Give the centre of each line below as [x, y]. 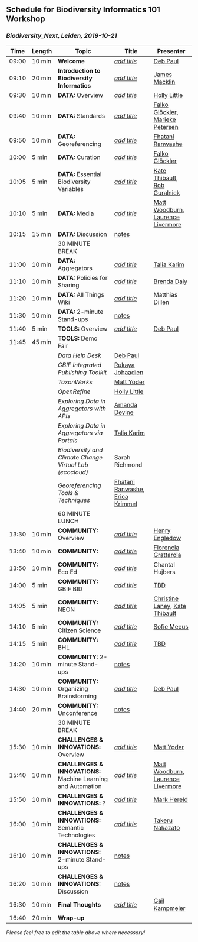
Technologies [77, 835]
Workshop [26, 19]
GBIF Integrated [80, 365]
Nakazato [167, 827]
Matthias [166, 294]
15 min [42, 234]
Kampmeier [169, 908]
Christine [166, 598]
